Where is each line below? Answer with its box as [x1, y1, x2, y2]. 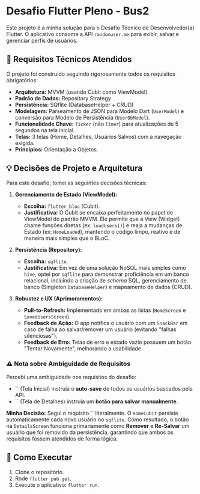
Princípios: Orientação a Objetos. [14, 145, 98, 153]
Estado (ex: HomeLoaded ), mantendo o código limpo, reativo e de [23, 228, 181, 235]
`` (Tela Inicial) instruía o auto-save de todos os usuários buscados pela [14, 385, 193, 392]
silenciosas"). [23, 332, 58, 339]
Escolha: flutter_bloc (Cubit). [23, 203, 100, 210]
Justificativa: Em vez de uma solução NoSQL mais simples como [23, 264, 186, 271]
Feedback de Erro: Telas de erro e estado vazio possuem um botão [23, 338, 192, 346]
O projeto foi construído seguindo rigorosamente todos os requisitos [6, 70, 175, 78]
